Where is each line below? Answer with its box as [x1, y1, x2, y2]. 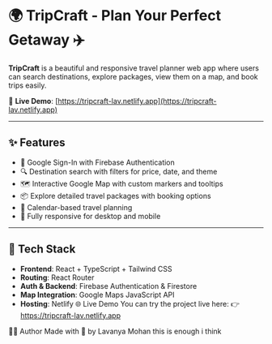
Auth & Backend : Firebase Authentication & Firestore [19, 281, 198, 290]
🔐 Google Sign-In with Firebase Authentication [19, 157, 176, 167]
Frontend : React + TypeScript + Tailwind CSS [19, 264, 172, 273]
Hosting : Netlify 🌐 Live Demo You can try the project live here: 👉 [19, 299, 240, 308]
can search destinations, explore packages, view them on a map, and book [8, 71, 258, 81]
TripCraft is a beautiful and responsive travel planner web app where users [8, 62, 259, 73]
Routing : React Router [19, 273, 95, 282]
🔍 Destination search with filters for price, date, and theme [19, 166, 218, 176]
